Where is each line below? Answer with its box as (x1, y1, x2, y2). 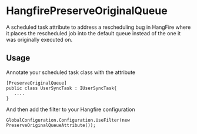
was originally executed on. (6, 36, 73, 43)
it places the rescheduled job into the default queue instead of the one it (6, 29, 181, 36)
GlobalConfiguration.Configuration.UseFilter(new (6, 117, 131, 123)
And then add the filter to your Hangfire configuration (6, 106, 135, 113)
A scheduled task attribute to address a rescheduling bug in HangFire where (6, 24, 191, 31)
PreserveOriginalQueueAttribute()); (6, 122, 96, 128)
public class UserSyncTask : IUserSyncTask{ (6, 85, 117, 91)
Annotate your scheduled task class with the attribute (6, 69, 136, 76)
